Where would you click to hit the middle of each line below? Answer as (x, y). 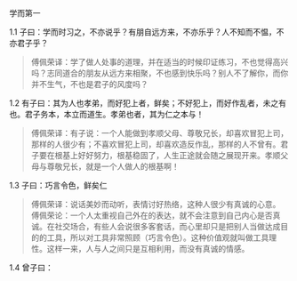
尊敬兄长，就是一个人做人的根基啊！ (113, 166)
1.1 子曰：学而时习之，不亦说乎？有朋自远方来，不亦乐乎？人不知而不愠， (143, 32)
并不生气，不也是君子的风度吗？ (89, 84)
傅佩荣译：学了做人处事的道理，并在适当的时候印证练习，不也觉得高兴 (160, 62)
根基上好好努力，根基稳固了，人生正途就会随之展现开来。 (160, 155)
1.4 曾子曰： (31, 268)
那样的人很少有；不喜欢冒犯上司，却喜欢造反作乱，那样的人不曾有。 (156, 144)
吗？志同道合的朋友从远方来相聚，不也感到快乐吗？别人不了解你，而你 (160, 73)
